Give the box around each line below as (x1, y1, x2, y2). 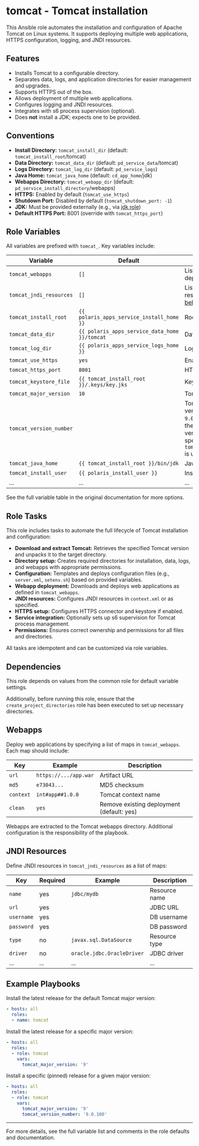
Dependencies (6, 662, 61, 672)
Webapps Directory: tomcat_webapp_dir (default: (14, 178, 134, 185)
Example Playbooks (6, 979, 81, 989)
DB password (149, 922, 187, 931)
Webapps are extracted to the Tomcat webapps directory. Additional (6, 823, 173, 830)
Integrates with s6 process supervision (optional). (14, 107, 136, 114)
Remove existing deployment (99, 800, 181, 808)
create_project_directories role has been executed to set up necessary (6, 701, 184, 709)
